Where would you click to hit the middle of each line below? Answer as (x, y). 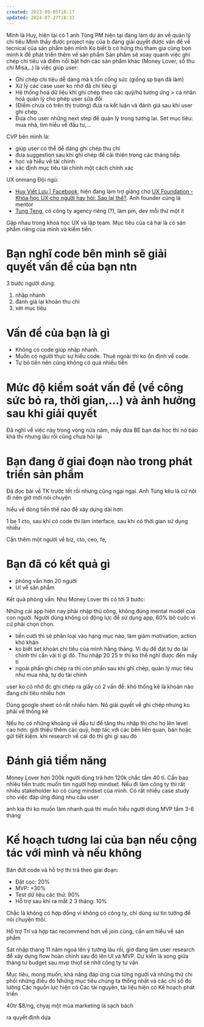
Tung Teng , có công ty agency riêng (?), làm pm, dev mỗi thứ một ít (100, 210)
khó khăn (27, 642)
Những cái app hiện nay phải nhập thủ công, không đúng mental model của (101, 611)
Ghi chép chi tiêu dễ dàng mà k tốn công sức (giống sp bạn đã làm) (100, 79)
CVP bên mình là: (28, 136)
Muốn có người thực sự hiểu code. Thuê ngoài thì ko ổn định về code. (102, 356)
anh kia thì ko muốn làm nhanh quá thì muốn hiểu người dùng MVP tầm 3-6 (100, 809)
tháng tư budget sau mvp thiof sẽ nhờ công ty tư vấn (72, 963)
